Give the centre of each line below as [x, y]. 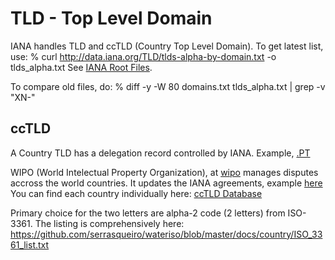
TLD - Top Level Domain [111, 18]
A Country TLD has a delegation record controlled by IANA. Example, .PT [160, 153]
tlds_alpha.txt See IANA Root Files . [81, 67]
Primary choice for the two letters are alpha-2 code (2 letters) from [148, 213]
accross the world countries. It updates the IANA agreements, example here [166, 183]
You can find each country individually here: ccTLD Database [136, 193]
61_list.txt [30, 244]
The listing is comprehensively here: [109, 223]
